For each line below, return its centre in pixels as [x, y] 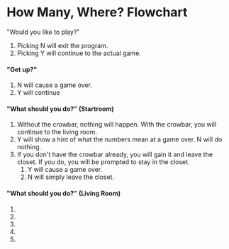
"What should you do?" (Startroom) [60, 109]
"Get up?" [22, 69]
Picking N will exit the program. [62, 45]
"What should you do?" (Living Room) [64, 193]
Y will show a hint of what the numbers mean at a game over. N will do [119, 139]
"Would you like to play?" [43, 32]
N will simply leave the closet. [71, 177]
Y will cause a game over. [65, 170]
